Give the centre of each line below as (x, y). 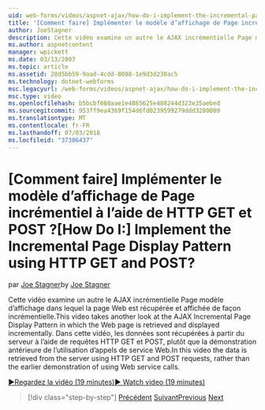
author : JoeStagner (40, 30)
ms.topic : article (38, 67)
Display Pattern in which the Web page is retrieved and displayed (114, 325)
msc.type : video (35, 96)
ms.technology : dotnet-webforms (61, 81)
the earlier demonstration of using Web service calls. (94, 367)
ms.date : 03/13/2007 (42, 60)
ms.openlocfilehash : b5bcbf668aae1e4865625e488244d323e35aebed (114, 103)
